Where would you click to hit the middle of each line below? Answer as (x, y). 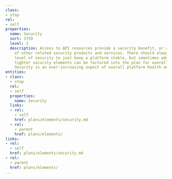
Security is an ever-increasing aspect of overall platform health (88, 67)
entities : (16, 72)
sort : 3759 (21, 39)
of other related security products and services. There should (84, 53)
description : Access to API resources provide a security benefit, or (87, 48)
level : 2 (19, 44)
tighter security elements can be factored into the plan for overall (91, 63)
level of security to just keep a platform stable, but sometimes (87, 58)
